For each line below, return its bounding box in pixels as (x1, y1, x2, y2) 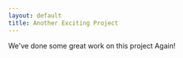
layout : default (8, 11, 62, 20)
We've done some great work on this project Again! (8, 41, 176, 50)
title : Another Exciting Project (8, 19, 119, 27)
